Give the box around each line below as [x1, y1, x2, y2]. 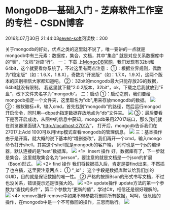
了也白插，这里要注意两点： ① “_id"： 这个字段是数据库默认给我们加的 [5, 167, 154, 173]
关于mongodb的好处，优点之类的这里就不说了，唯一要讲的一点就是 [5, 46, 146, 52]
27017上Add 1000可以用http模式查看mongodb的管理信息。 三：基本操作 [5, 128, 162, 135]
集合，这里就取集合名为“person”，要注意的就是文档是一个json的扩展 [9, 154, 153, 161]
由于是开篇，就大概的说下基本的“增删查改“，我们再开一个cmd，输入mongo [5, 135, 162, 141]
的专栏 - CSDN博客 [5, 17, 84, 29]
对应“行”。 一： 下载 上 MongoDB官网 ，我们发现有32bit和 [35, 59, 155, 65]
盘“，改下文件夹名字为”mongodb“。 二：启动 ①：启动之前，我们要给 [5, 90, 151, 97]
